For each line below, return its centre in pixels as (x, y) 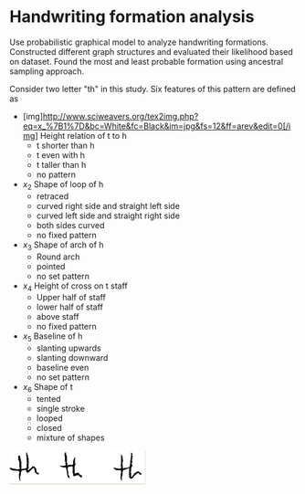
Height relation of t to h (84, 135)
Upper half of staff (71, 298)
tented (48, 398)
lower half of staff (69, 307)
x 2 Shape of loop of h (63, 185)
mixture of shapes (70, 437)
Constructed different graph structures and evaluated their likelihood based (152, 51)
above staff (58, 317)
